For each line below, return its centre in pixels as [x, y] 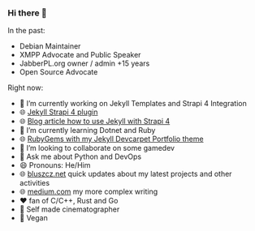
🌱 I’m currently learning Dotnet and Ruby [87, 130]
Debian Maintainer [50, 46]
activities [35, 183]
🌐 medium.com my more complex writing [89, 192]
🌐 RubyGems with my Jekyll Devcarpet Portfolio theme [111, 139]
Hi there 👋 [28, 13]
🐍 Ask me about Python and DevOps [80, 156]
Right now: [26, 88]
